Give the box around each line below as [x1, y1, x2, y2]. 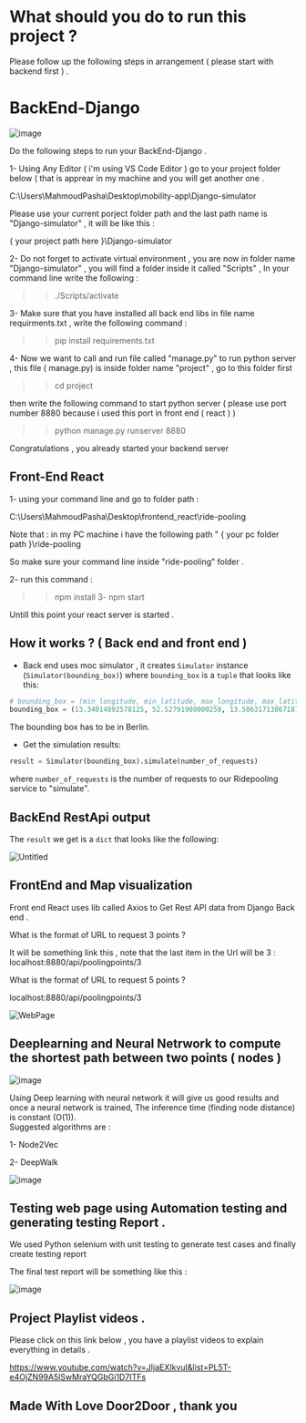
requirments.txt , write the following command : [9, 317, 188, 328]
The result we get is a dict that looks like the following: [9, 833, 219, 844]
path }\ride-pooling [9, 538, 82, 549]
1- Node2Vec [9, 1139, 59, 1150]
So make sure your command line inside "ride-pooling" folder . [9, 556, 244, 567]
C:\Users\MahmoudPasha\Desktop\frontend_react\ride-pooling [9, 510, 246, 521]
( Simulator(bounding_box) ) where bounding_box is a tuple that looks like [22, 669, 291, 680]
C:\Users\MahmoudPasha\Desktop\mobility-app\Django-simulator [9, 190, 257, 201]
